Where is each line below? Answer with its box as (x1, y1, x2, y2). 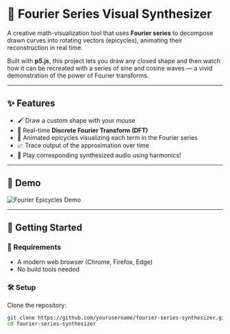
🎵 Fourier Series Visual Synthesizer (7, 6, 212, 22)
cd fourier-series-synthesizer (7, 320, 97, 328)
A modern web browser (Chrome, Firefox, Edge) (16, 258, 153, 266)
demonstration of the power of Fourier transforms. (7, 71, 149, 80)
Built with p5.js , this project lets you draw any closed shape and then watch (7, 56, 221, 64)
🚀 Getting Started (7, 222, 83, 233)
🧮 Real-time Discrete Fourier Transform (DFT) (16, 126, 149, 134)
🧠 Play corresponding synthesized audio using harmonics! (16, 151, 181, 159)
